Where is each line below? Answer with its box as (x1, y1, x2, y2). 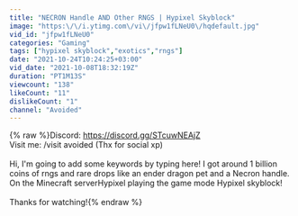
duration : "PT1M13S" (9, 72, 87, 81)
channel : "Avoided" (9, 105, 83, 114)
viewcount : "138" (9, 80, 75, 89)
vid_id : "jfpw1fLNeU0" (9, 30, 95, 39)
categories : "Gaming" (9, 38, 91, 48)
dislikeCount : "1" (9, 96, 78, 106)
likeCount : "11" (9, 88, 70, 97)
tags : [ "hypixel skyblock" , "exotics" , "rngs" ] (9, 47, 183, 56)
